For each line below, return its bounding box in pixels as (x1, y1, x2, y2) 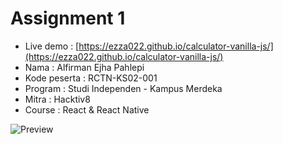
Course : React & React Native (24, 103, 150, 116)
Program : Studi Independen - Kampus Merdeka (24, 82, 223, 94)
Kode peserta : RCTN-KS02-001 (24, 72, 158, 84)
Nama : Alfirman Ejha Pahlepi (24, 61, 145, 73)
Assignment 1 (10, 7, 126, 30)
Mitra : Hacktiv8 (24, 93, 91, 105)
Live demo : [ (24, 40, 80, 52)
